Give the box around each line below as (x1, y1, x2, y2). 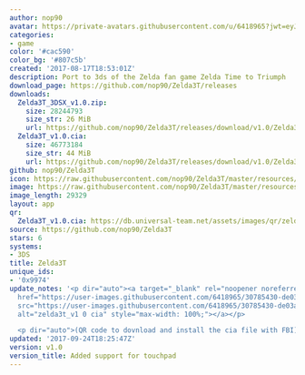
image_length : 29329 (9, 191, 88, 200)
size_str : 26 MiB (25, 115, 92, 124)
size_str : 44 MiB (25, 148, 92, 157)
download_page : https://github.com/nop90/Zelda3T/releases (9, 81, 238, 90)
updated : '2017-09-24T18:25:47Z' (9, 334, 136, 344)
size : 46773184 (25, 140, 84, 149)
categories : (9, 30, 54, 39)
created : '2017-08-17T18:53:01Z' (9, 65, 136, 74)
